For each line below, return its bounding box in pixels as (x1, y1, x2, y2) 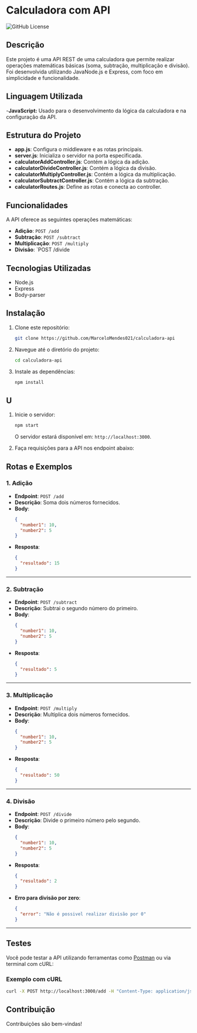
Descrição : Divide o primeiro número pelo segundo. (14, 817, 141, 824)
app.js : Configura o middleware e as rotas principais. (14, 146, 144, 153)
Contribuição (6, 1005, 56, 1015)
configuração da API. (6, 113, 57, 121)
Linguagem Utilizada (6, 92, 83, 102)
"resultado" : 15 (20, 560, 60, 566)
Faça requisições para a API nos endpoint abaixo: (14, 444, 135, 452)
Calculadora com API (6, 4, 110, 17)
